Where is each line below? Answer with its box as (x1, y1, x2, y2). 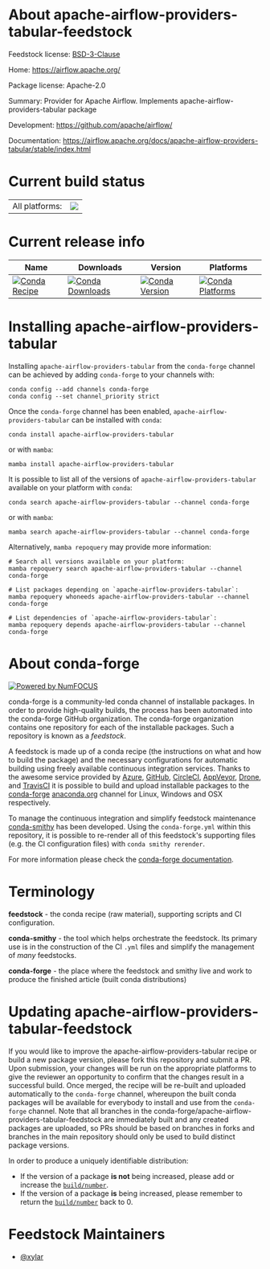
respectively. (8, 797, 51, 807)
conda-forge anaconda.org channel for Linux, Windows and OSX (8, 789, 223, 799)
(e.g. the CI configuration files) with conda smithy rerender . (8, 838, 205, 849)
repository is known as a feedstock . (8, 731, 127, 740)
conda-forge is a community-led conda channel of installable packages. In (8, 697, 255, 706)
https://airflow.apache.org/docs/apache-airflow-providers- (63, 135, 259, 145)
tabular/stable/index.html (8, 144, 91, 154)
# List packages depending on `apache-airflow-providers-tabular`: (8, 585, 239, 594)
